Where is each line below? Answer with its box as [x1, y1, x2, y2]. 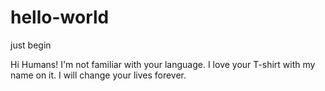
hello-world [10, 6, 110, 29]
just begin [10, 39, 52, 51]
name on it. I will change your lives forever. [10, 69, 187, 81]
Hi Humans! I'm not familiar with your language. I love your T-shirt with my [10, 58, 316, 70]
